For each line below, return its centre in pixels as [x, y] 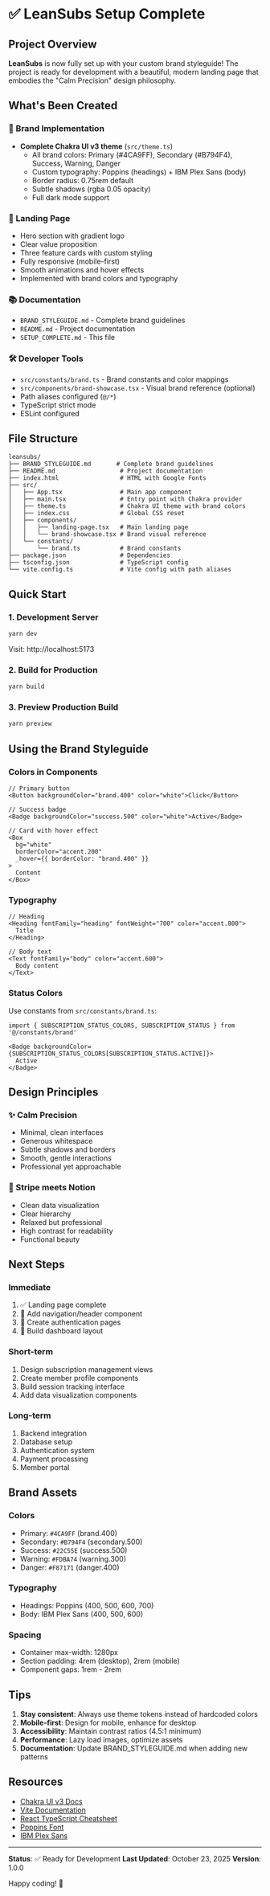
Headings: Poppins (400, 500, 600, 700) [87, 1605]
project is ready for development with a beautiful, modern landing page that [133, 72]
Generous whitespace [56, 1141]
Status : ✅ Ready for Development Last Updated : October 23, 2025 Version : [135, 1858]
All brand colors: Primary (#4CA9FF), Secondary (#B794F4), [132, 154]
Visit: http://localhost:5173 [51, 649]
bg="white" [34, 845]
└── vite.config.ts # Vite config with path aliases [120, 570]
